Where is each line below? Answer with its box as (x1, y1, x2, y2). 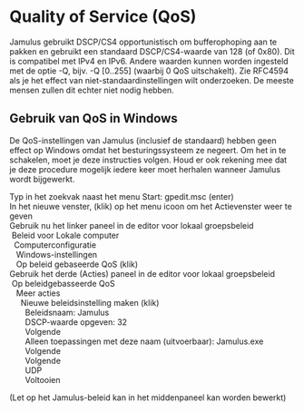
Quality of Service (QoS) (9, 6, 197, 27)
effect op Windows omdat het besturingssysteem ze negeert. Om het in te (9, 144, 287, 155)
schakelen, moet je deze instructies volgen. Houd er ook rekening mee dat (9, 154, 288, 165)
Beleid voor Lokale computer (11, 230, 120, 240)
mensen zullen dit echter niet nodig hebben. (9, 84, 174, 95)
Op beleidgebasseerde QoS (11, 278, 115, 289)
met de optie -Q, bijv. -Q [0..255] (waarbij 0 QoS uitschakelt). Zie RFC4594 (9, 65, 289, 76)
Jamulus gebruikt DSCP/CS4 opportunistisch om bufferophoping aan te (9, 36, 278, 47)
